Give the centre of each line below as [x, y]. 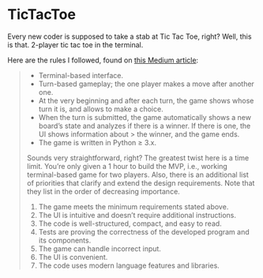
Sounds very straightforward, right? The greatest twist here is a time [138, 158]
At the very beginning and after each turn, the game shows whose [146, 100]
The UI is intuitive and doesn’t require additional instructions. [137, 215]
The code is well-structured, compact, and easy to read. [130, 224]
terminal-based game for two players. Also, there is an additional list [138, 175]
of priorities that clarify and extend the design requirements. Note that [141, 182]
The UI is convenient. [73, 257]
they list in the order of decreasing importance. [103, 191]
